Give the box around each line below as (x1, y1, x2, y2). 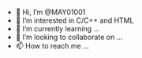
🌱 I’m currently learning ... (15, 24, 100, 33)
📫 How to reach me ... (15, 42, 89, 50)
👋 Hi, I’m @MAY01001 (15, 8, 86, 16)
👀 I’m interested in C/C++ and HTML (15, 16, 134, 25)
